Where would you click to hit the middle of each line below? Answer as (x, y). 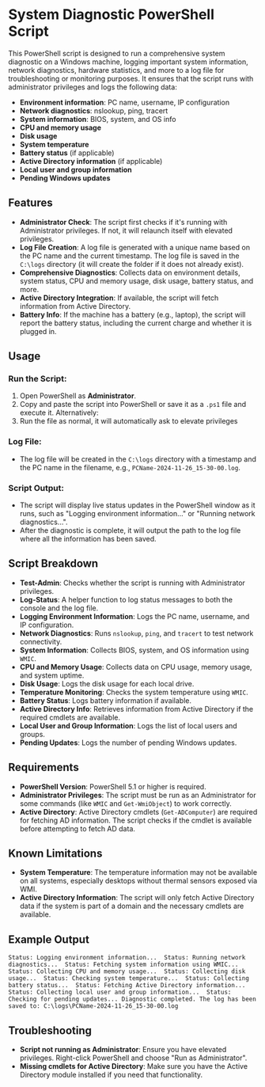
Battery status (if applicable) (67, 153)
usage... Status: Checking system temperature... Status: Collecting (129, 979)
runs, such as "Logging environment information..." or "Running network (137, 514)
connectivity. (41, 641)
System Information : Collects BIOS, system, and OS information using (134, 650)
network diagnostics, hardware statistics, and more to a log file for (116, 70)
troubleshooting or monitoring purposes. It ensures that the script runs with (131, 78)
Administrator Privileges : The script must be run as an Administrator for (138, 795)
